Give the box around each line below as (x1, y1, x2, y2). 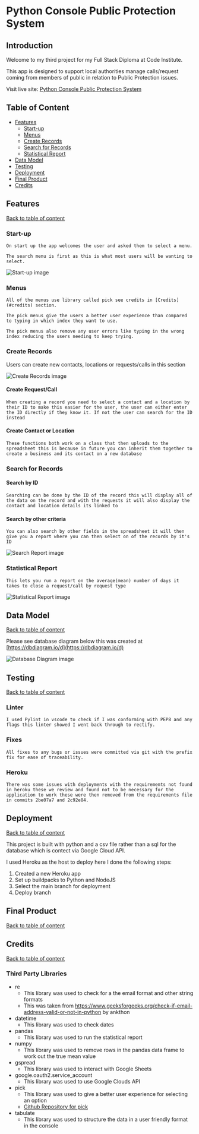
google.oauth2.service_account (14, 1071, 93, 1079)
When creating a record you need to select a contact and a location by (6, 399, 190, 405)
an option (23, 1097, 48, 1104)
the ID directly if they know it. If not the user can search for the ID (6, 409, 193, 415)
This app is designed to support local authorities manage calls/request (6, 68, 179, 75)
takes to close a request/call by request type (6, 583, 127, 589)
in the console (23, 1122, 59, 1129)
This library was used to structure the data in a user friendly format (23, 1116, 188, 1123)
